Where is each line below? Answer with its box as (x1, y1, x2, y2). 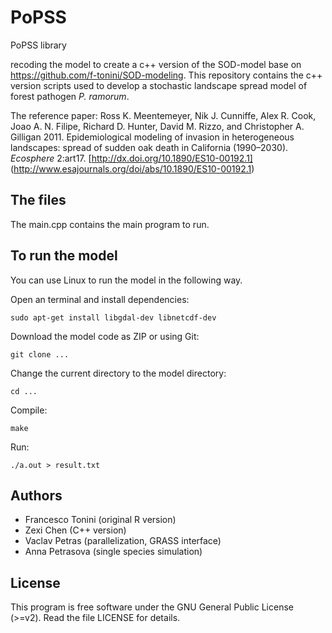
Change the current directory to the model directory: (10, 367, 227, 379)
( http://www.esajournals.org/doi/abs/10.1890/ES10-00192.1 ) (10, 162, 255, 175)
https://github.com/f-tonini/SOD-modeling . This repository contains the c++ (10, 69, 323, 81)
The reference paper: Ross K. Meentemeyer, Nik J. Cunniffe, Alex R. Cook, (10, 109, 317, 121)
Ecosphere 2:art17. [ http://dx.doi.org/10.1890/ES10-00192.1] (10, 152, 253, 164)
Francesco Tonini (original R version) (24, 514, 177, 526)
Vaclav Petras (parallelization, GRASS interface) (24, 535, 222, 547)
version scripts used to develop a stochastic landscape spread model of (10, 79, 308, 91)
